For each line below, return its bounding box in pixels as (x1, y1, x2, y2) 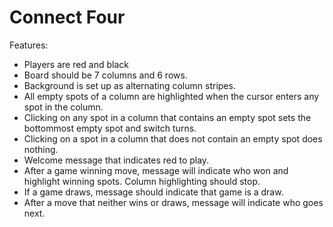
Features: (9, 39, 49, 51)
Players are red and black (23, 58, 129, 70)
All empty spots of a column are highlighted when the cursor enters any (23, 90, 320, 102)
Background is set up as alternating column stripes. (23, 79, 236, 91)
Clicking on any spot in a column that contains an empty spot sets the (23, 111, 312, 123)
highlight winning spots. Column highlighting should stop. (23, 175, 261, 187)
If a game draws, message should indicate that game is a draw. (23, 186, 284, 198)
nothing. (23, 143, 59, 155)
